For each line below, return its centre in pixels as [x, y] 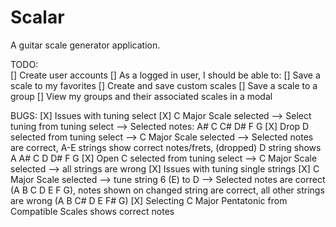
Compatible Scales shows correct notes [92, 211]
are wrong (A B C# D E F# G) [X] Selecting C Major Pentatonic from [149, 200]
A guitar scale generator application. [85, 45]
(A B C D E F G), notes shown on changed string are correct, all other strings [167, 190]
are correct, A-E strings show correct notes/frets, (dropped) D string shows [166, 147]
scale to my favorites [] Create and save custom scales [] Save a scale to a [164, 85]
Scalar [37, 17]
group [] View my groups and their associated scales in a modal [141, 96]
